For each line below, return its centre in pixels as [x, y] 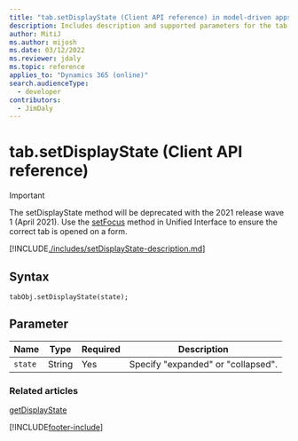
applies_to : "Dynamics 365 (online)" [79, 75]
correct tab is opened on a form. [68, 232]
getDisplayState [38, 410]
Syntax [29, 276]
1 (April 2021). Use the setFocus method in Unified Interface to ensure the [143, 222]
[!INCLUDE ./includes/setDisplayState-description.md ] [107, 248]
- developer [39, 91]
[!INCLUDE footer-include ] [56, 428]
